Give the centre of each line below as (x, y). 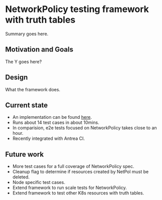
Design (17, 77)
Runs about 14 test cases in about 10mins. (56, 123)
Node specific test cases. (39, 182)
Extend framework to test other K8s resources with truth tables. (78, 193)
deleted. (21, 177)
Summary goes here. (27, 34)
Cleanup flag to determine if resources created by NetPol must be (80, 172)
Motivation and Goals (39, 49)
